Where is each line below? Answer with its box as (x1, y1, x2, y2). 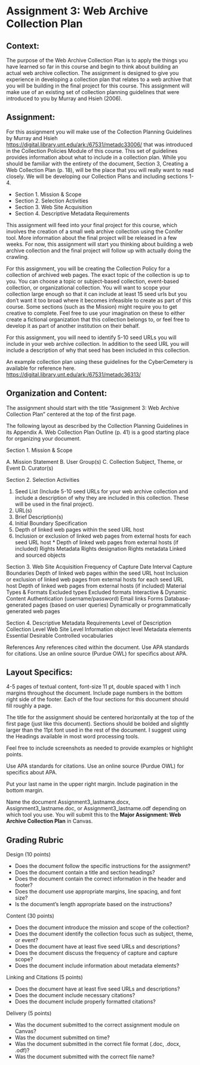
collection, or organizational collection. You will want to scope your (6, 283, 171, 291)
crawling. (6, 253, 29, 260)
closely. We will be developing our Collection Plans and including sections (6, 173, 188, 180)
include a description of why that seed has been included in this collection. (6, 346, 190, 354)
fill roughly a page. (6, 702, 53, 710)
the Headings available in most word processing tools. (6, 733, 140, 740)
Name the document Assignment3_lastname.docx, (6, 798, 130, 805)
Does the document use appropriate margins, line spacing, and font (14, 888, 181, 895)
